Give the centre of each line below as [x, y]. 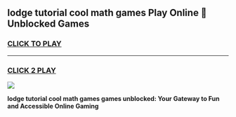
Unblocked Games [48, 24]
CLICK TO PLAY [34, 44]
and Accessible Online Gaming [53, 106]
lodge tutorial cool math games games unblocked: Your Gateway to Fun [113, 98]
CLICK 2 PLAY [32, 70]
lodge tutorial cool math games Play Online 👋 [107, 13]
